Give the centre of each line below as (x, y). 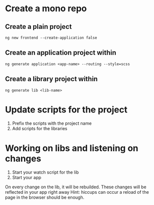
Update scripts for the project (66, 109)
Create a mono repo (46, 9)
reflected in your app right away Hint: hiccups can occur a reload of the (77, 192)
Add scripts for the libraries (40, 128)
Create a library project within (51, 79)
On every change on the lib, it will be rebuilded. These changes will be (76, 187)
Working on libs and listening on (72, 148)
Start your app (27, 177)
